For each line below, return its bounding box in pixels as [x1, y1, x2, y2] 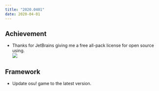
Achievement [5, 30, 47, 38]
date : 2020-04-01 [5, 12, 40, 17]
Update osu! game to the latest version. [12, 81, 92, 87]
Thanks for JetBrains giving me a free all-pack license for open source [12, 42, 155, 49]
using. [12, 48, 25, 54]
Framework [5, 68, 40, 76]
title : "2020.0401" [5, 7, 45, 12]
